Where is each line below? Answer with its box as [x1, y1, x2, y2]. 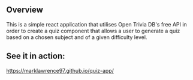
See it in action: [6, 51, 65, 61]
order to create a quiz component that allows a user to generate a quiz [6, 27, 180, 34]
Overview [6, 5, 44, 15]
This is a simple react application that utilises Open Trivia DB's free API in [6, 20, 187, 28]
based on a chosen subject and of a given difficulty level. [6, 33, 147, 41]
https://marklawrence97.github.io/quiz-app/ [6, 67, 114, 74]
